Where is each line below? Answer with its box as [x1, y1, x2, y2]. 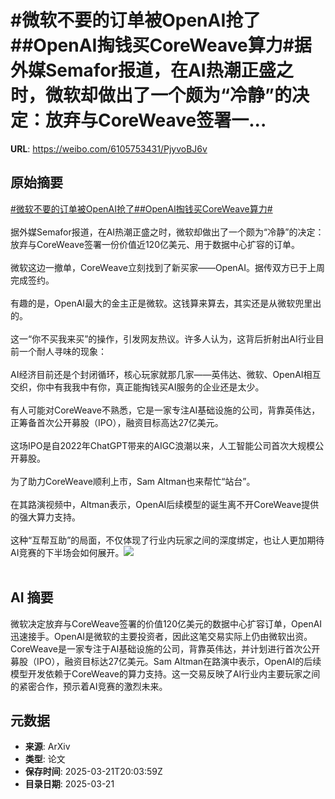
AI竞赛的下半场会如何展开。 [10, 546, 125, 558]
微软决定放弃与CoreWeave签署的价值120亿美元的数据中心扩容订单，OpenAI [10, 617, 323, 630]
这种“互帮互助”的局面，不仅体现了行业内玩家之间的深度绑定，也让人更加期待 [10, 534, 325, 546]
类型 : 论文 [24, 753, 66, 765]
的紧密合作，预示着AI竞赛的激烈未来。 [10, 680, 168, 692]
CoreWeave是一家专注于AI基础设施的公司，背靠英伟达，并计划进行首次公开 [10, 642, 321, 655]
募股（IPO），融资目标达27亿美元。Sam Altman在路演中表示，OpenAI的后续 [10, 655, 322, 667]
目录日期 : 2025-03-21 [24, 778, 115, 790]
